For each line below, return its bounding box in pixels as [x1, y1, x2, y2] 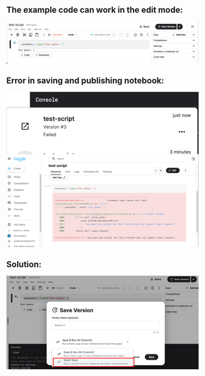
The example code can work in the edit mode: [6, 5, 183, 15]
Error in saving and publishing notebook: [6, 75, 165, 86]
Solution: [6, 259, 41, 270]
